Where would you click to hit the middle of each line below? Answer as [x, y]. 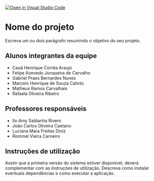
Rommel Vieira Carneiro [36, 136]
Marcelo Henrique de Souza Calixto [48, 83]
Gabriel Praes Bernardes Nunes [44, 78]
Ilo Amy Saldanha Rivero [37, 120]
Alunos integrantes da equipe [51, 56]
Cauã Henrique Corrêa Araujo [42, 68]
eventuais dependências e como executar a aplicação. [60, 173]
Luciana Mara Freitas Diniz [39, 131]
